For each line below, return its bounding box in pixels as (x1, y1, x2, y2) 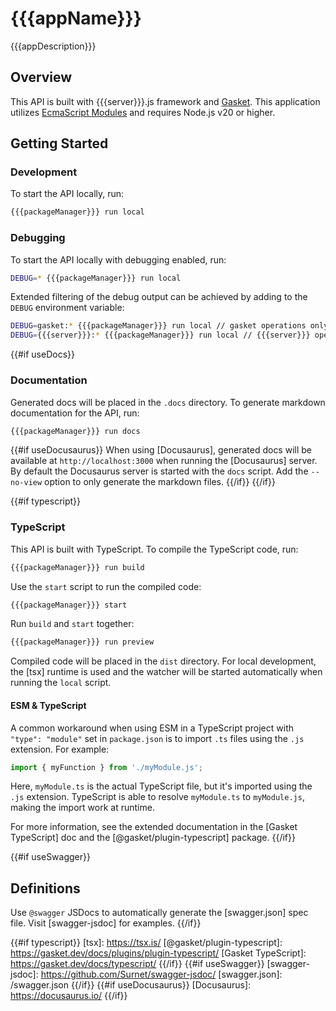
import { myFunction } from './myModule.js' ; (10, 762, 203, 772)
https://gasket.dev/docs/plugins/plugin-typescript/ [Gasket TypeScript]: (10, 947, 307, 959)
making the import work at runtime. (10, 802, 155, 814)
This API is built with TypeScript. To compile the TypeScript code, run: (10, 543, 299, 555)
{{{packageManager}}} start (10, 600, 128, 610)
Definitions (10, 880, 81, 897)
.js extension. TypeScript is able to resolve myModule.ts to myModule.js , (10, 791, 305, 803)
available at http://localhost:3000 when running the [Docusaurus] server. (10, 455, 318, 467)
